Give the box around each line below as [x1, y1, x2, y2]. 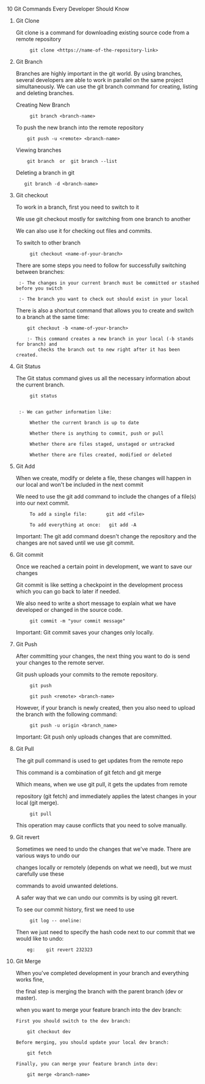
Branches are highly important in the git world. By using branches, [15, 70, 182, 77]
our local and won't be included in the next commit [15, 481, 144, 488]
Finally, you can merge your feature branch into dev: [15, 1061, 159, 1067]
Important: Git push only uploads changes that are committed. [15, 733, 172, 740]
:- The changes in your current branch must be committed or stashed [18, 280, 200, 286]
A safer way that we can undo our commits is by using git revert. [15, 894, 178, 901]
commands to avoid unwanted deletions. [15, 882, 118, 889]
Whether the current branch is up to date [29, 420, 139, 426]
